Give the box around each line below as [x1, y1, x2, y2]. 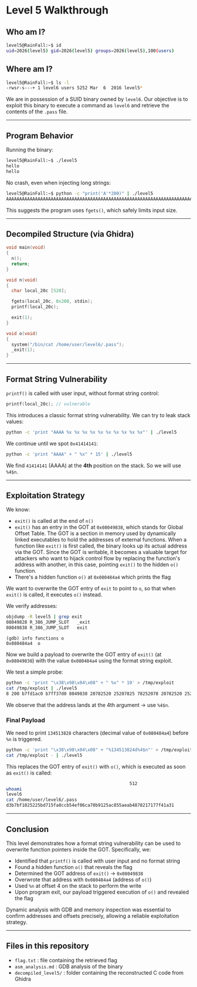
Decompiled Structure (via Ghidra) [6, 229, 134, 239]
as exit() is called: [6, 769, 52, 776]
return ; [11, 261, 30, 267]
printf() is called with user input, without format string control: [6, 390, 159, 397]
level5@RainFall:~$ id [6, 42, 62, 48]
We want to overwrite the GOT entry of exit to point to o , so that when [6, 585, 176, 592]
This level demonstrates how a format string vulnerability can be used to [6, 840, 181, 847]
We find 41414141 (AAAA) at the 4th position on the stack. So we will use [6, 462, 182, 469]
